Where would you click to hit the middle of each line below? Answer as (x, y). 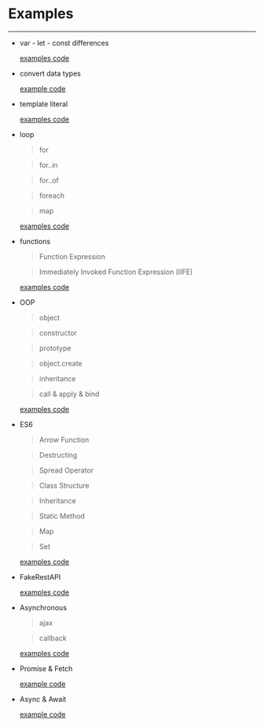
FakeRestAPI (40, 577)
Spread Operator (66, 470)
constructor (58, 332)
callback (53, 638)
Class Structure (64, 485)
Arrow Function (64, 440)
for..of (49, 180)
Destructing (58, 454)
